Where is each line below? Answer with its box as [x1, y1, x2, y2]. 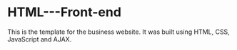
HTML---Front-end [7, 4, 121, 20]
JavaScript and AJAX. [7, 35, 72, 43]
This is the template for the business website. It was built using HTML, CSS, [7, 27, 230, 36]
